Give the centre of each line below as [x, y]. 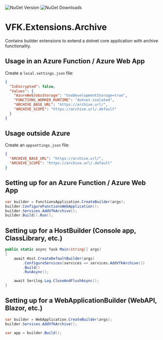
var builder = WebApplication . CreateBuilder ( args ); [59, 320]
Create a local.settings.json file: [39, 73]
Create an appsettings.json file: [37, 145]
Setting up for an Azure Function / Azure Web [75, 183]
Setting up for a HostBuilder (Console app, [71, 230]
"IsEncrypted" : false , [32, 86]
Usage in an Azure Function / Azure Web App [75, 61]
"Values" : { [22, 91]
